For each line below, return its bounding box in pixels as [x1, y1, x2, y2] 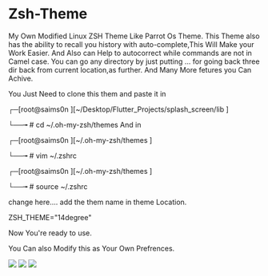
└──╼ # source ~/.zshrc [8, 181, 88, 191]
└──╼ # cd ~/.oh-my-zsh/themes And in [8, 120, 142, 129]
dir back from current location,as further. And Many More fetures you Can [8, 65, 252, 74]
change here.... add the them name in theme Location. [8, 197, 187, 207]
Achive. [8, 73, 34, 83]
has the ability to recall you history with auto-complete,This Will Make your [8, 39, 254, 49]
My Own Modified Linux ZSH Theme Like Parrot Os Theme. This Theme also [8, 31, 260, 41]
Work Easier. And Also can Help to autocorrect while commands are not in [8, 48, 252, 57]
